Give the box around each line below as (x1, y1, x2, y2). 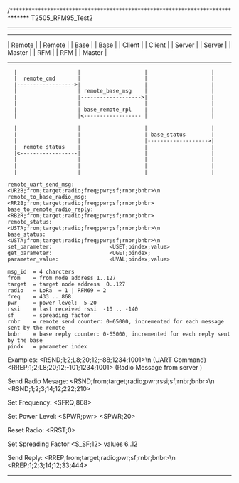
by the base (7, 337, 43, 344)
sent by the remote (7, 324, 65, 331)
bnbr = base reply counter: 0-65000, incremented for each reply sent (7, 331, 231, 338)
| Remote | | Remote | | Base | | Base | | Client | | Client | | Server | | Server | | (7, 41, 231, 49)
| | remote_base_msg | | (14, 88, 215, 95)
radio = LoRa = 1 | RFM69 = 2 (7, 287, 107, 294)
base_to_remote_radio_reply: (7, 206, 94, 213)
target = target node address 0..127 (7, 281, 126, 288)
